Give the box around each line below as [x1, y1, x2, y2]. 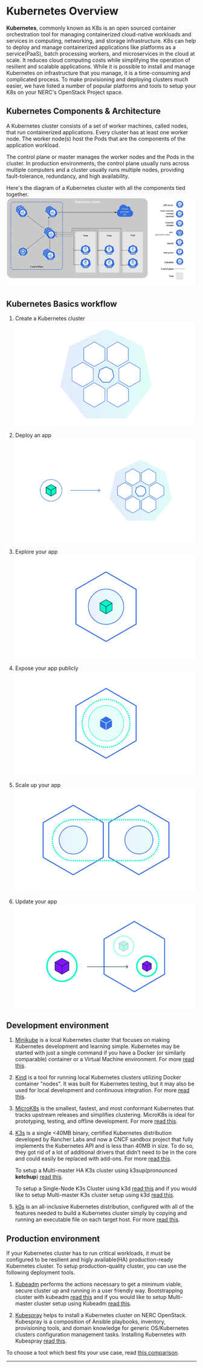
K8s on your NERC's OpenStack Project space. [6, 88, 123, 96]
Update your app [14, 898, 57, 905]
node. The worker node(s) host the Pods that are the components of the [6, 135, 186, 142]
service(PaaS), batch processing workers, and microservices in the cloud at [6, 50, 195, 57]
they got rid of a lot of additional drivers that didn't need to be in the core [14, 1148, 197, 1156]
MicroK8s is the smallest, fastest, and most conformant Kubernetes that [14, 1105, 195, 1112]
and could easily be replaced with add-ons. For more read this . [14, 1155, 172, 1162]
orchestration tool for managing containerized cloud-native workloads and [6, 30, 192, 38]
